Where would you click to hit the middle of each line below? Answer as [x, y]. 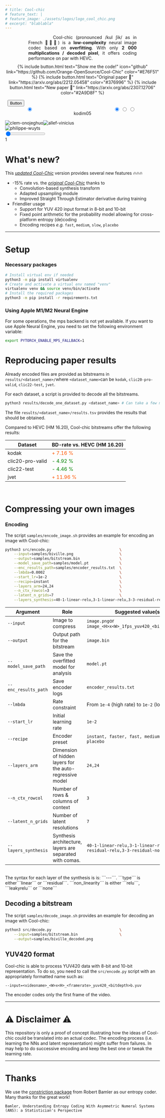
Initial [59, 716]
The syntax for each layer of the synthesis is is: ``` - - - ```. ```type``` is [73, 878]
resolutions [65, 828]
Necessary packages [31, 265]
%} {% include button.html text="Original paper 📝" [82, 77]
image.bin [98, 641]
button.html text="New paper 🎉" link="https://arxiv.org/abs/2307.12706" [82, 88]
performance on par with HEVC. [61, 58]
